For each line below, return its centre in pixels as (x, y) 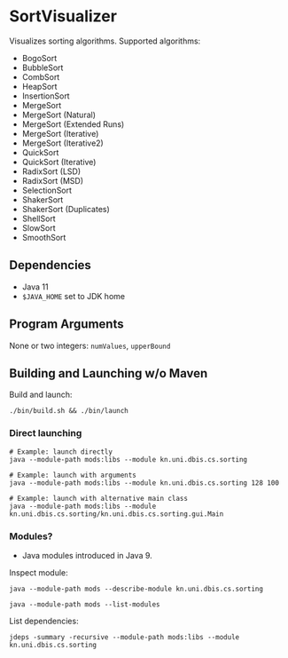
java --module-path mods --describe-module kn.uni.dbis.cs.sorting (136, 589)
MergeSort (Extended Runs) (73, 124)
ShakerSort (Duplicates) (66, 209)
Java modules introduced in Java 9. (87, 555)
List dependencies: (44, 621)
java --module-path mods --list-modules (85, 604)
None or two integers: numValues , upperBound (90, 345)
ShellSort (39, 218)
